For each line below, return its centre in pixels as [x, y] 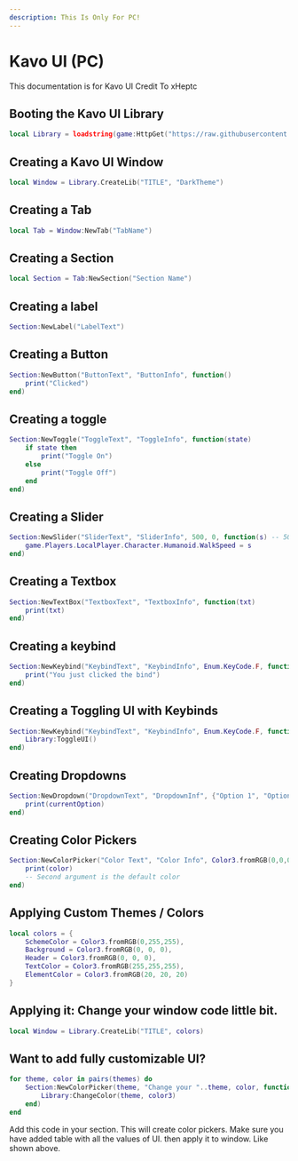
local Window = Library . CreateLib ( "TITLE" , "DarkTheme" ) [117, 183]
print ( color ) [49, 869]
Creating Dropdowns [68, 775]
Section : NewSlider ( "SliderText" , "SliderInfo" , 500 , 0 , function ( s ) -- [145, 537]
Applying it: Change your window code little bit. [144, 1010]
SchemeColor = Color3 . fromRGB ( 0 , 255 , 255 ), [105, 942]
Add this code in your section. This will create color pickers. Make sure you [146, 1129]
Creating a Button [59, 355]
